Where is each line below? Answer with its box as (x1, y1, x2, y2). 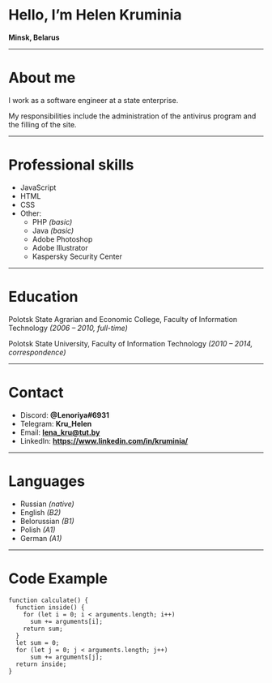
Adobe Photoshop (32, 234, 93, 244)
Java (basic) (32, 226, 74, 235)
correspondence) (8, 347, 66, 357)
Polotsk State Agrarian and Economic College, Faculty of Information (8, 314, 238, 324)
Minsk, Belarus (8, 32, 60, 42)
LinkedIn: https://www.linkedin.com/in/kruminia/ (19, 436, 189, 445)
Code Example (8, 569, 108, 587)
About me (8, 69, 76, 87)
